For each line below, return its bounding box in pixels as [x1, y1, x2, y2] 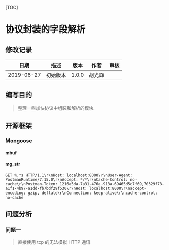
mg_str [5, 161, 20, 168]
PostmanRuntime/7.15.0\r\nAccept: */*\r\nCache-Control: [5, 177, 128, 182]
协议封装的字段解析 [5, 24, 86, 35]
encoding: [5, 190, 26, 196]
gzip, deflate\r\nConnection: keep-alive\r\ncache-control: [27, 190, 158, 196]
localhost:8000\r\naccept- [89, 186, 146, 191]
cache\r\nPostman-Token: [5, 181, 58, 186]
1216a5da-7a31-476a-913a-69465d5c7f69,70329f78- [59, 181, 165, 186]
